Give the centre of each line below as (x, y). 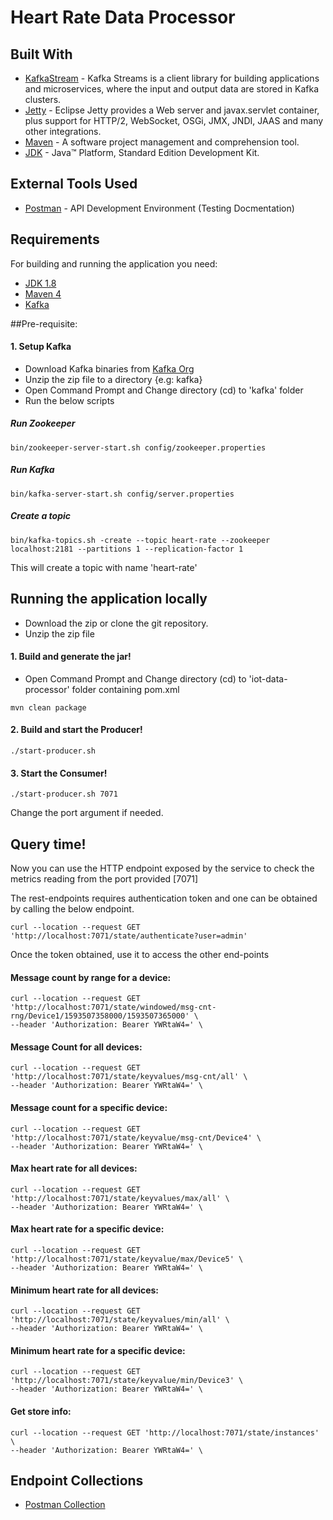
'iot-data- (268, 678)
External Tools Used (74, 184)
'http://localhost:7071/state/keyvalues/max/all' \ (120, 1198)
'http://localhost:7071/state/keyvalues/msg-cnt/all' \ (129, 1077)
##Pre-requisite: (44, 323)
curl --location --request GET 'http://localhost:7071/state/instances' (165, 1432)
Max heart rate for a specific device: (87, 1229)
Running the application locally (109, 599)
